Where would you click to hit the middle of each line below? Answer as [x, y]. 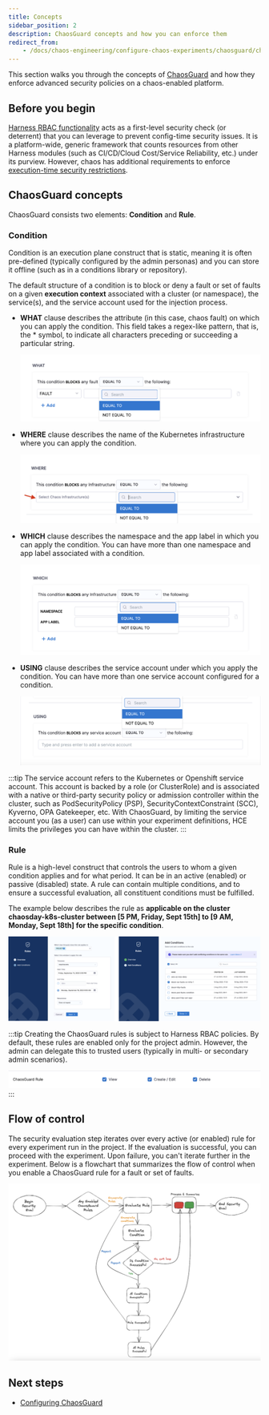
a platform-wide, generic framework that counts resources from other [123, 144]
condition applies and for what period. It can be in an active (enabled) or [127, 876]
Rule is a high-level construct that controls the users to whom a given [123, 867]
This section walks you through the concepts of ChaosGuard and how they [132, 75]
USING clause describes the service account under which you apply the [139, 667]
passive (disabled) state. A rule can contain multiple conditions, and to [124, 885]
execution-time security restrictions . [68, 170]
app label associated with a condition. [82, 554]
